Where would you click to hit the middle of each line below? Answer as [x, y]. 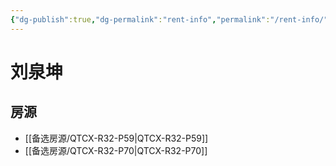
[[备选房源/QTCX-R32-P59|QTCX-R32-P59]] [116, 138]
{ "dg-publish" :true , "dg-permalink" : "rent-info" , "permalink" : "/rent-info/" [169, 19]
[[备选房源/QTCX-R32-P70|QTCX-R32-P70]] [116, 150]
